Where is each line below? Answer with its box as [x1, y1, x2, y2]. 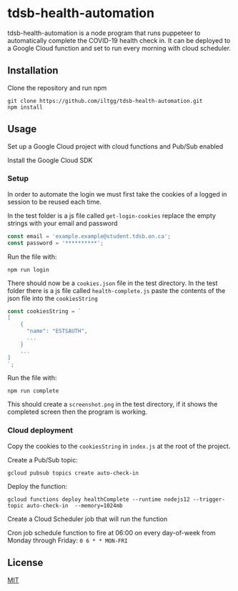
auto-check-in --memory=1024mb [26, 502, 123, 509]
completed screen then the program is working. [7, 407, 148, 416]
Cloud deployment [7, 425, 74, 435]
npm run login [7, 266, 50, 273]
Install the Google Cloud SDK [7, 156, 93, 164]
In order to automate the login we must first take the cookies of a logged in [7, 189, 227, 198]
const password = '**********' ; [7, 239, 104, 247]
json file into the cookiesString [7, 294, 98, 302]
